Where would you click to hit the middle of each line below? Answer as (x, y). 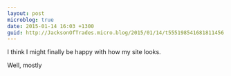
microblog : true (30, 20)
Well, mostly (25, 65)
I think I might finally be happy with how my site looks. (84, 52)
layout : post (26, 13)
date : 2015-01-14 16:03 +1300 (51, 26)
